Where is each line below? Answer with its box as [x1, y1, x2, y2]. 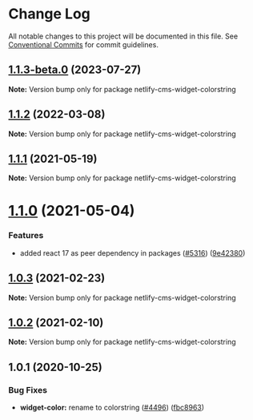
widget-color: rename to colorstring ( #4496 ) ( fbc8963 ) [19, 402, 205, 413]
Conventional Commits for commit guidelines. [8, 39, 159, 49]
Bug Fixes [8, 384, 48, 395]
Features [8, 230, 44, 241]
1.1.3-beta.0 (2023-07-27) [8, 63, 142, 77]
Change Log [8, 5, 90, 23]
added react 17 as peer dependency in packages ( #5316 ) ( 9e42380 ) [19, 248, 246, 257]
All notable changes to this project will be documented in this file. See [8, 31, 239, 41]
